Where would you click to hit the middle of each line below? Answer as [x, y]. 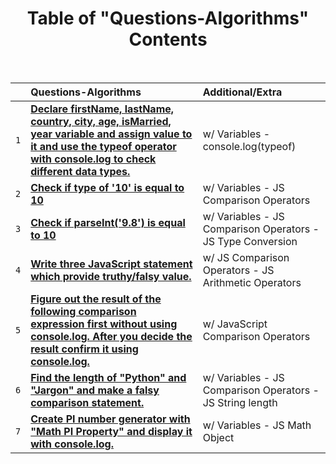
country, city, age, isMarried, [101, 121]
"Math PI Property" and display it [111, 431]
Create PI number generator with [110, 419]
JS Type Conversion [250, 241]
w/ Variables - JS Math [257, 425]
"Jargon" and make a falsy [95, 390]
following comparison [83, 311]
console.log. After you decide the [111, 336]
